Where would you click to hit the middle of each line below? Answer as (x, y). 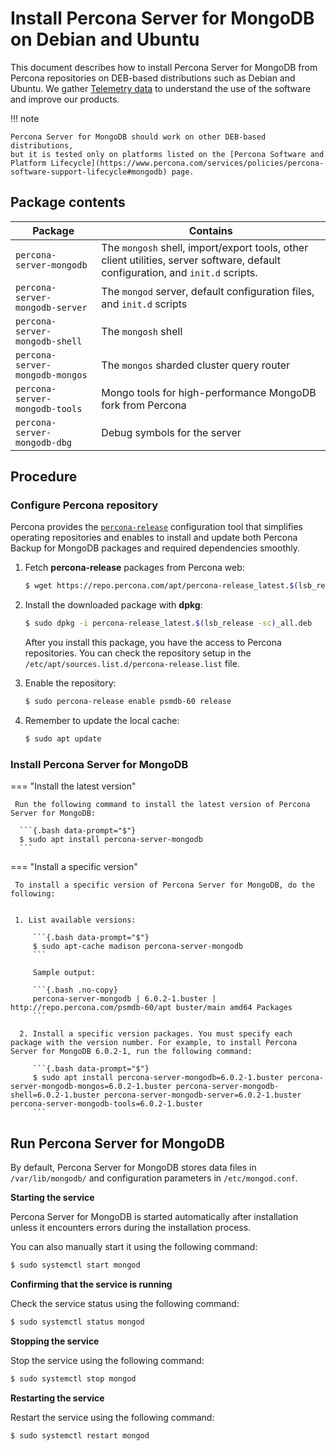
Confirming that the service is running (91, 1284)
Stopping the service (55, 1341)
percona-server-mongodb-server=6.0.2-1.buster (203, 1095)
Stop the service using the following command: (107, 1360)
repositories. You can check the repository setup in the (138, 653)
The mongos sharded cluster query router (196, 365)
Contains (210, 230)
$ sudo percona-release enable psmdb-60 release (128, 702)
